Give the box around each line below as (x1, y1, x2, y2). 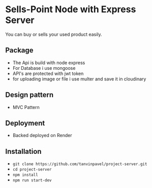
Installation (5, 147, 42, 156)
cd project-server (12, 167, 52, 172)
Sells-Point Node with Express (5, 4, 136, 15)
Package (5, 46, 34, 55)
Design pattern (5, 91, 54, 99)
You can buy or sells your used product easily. (5, 31, 103, 37)
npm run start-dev (12, 178, 52, 183)
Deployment (5, 119, 45, 127)
